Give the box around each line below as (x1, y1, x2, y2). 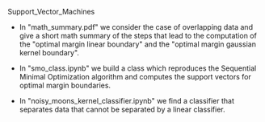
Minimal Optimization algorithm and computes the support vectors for (19, 72, 251, 81)
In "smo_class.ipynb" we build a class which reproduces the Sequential (19, 63, 257, 73)
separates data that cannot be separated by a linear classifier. (19, 104, 225, 114)
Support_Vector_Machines (7, 7, 95, 16)
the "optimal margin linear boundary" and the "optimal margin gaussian (19, 39, 256, 49)
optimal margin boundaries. (19, 80, 111, 90)
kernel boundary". (19, 48, 80, 57)
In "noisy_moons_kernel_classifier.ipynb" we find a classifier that (19, 96, 235, 105)
